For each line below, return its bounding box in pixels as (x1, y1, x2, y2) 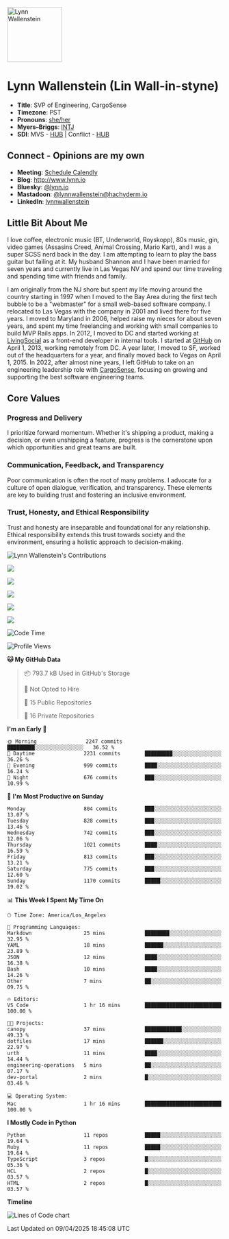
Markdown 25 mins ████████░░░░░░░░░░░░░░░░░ (7, 930, 222, 936)
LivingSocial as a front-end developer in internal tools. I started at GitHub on (7, 336, 221, 344)
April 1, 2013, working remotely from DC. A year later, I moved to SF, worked (7, 343, 221, 352)
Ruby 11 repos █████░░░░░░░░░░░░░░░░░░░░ (7, 1144, 222, 1150)
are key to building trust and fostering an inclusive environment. (7, 491, 187, 499)
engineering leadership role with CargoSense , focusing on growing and (7, 365, 208, 373)
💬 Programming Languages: (7, 923, 81, 930)
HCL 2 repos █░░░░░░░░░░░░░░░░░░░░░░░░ (7, 1168, 222, 1175)
